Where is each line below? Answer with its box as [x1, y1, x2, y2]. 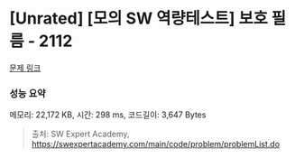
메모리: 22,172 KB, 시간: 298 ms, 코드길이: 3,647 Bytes [9, 109, 207, 120]
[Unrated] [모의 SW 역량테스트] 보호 [9, 8, 268, 29]
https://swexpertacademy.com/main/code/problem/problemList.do [31, 139, 281, 150]
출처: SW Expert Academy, [31, 128, 130, 140]
